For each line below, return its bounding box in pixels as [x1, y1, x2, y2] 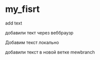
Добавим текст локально [5, 39, 59, 45]
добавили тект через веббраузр [5, 29, 73, 35]
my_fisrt [5, 3, 40, 15]
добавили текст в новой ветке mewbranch [5, 49, 95, 55]
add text [5, 20, 22, 26]
